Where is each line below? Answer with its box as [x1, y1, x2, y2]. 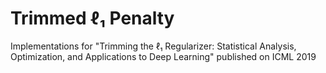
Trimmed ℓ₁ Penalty [10, 7, 175, 30]
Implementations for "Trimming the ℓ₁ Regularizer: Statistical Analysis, [10, 40, 297, 52]
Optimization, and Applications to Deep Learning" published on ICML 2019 [10, 50, 317, 62]
